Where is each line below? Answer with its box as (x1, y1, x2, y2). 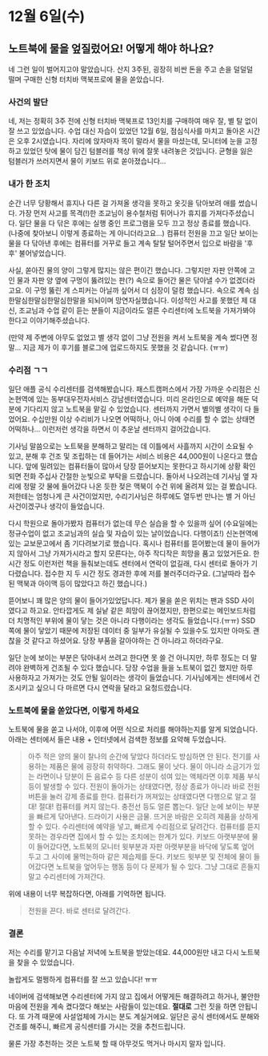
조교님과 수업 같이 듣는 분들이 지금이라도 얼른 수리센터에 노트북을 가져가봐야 (18, 305, 256, 315)
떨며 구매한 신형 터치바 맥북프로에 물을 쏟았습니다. (8, 75, 165, 84)
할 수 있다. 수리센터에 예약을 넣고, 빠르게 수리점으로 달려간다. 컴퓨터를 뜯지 (27, 822, 261, 831)
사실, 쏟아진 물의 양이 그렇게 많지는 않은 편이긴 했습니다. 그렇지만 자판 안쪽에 (8, 265, 247, 275)
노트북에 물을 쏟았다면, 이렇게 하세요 (8, 705, 140, 716)
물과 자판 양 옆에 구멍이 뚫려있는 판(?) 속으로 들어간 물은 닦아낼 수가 (16, 275, 228, 285)
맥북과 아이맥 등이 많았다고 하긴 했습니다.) (16, 578, 148, 588)
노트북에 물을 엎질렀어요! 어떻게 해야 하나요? (8, 42, 214, 55)
